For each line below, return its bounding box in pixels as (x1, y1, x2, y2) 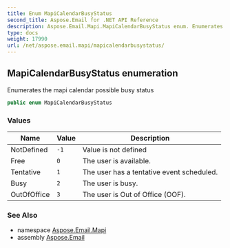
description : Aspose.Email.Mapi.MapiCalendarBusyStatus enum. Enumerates (7, 23, 224, 30)
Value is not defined (82, 145, 147, 154)
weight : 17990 (7, 36, 48, 43)
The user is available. (82, 156, 151, 165)
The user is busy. (82, 178, 138, 188)
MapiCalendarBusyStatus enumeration (7, 68, 178, 79)
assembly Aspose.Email (17, 234, 85, 242)
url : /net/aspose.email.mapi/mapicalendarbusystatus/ (7, 42, 165, 49)
